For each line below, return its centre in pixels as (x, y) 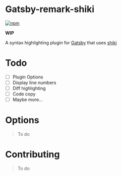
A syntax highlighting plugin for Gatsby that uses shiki (61, 42)
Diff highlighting (29, 88)
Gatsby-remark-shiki (50, 9)
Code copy (24, 94)
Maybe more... (27, 100)
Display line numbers (34, 82)
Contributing (33, 155)
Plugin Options (28, 77)
